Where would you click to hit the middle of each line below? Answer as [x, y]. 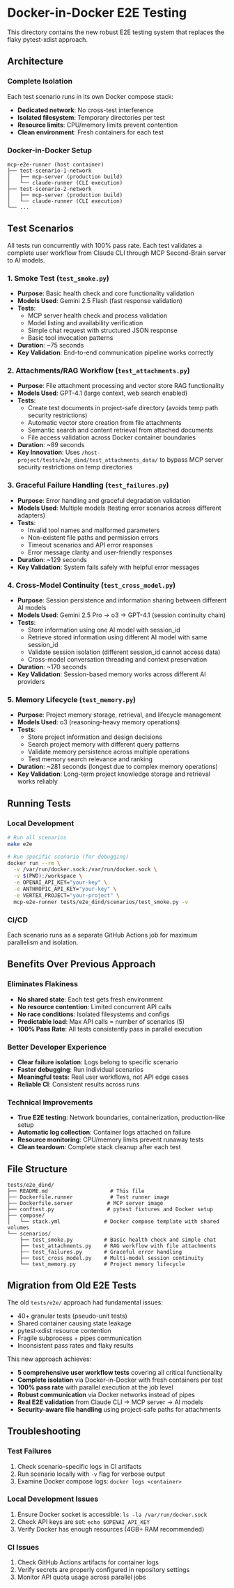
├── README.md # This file [76, 1191]
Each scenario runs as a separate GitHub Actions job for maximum [103, 935]
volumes [18, 1228]
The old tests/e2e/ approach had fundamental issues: [85, 1302]
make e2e [20, 844]
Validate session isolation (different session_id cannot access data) [124, 652]
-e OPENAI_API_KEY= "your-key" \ [61, 882]
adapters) [31, 515]
